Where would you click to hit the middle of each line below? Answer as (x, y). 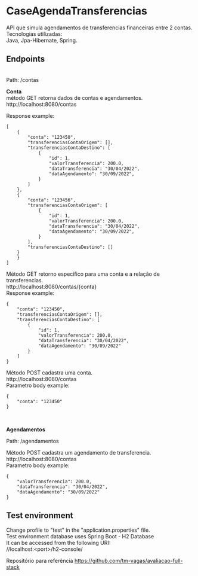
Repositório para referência (40, 560)
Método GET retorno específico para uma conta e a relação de (83, 274)
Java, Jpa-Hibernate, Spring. (42, 40)
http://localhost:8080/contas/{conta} (52, 287)
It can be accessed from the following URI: (58, 543)
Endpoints (26, 59)
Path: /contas (23, 80)
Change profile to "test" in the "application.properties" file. (78, 530)
